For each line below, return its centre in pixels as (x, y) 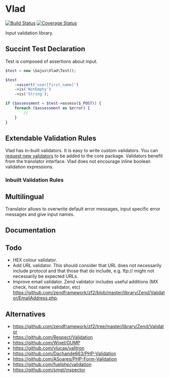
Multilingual (25, 196)
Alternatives (26, 314)
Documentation (31, 230)
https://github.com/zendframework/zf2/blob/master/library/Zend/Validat (89, 293)
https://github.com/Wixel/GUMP (46, 343)
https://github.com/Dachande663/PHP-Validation (64, 353)
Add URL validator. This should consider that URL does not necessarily (87, 266)
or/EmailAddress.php (35, 298)
